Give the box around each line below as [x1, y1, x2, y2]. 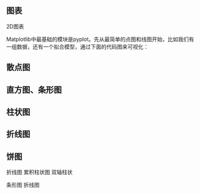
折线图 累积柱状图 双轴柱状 [6, 169, 73, 176]
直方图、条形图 [6, 85, 62, 95]
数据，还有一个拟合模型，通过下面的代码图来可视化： [16, 43, 149, 50]
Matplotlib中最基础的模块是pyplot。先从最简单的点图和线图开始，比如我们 [6, 35, 189, 43]
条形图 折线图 [6, 181, 40, 189]
